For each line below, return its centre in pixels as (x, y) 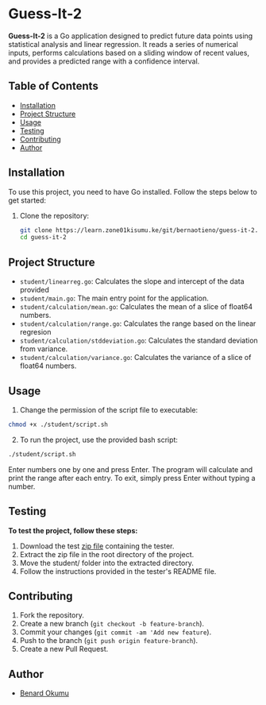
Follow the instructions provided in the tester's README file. (118, 571)
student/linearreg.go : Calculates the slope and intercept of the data (132, 281)
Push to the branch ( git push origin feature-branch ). (109, 641)
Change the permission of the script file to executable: (109, 409)
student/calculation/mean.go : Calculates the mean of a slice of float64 (136, 307)
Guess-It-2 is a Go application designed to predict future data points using (131, 36)
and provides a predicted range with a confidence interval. (104, 61)
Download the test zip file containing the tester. (97, 546)
